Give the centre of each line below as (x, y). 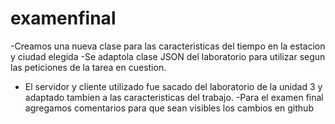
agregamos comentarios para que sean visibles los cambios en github (169, 108)
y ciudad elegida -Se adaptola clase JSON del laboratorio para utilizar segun (168, 56)
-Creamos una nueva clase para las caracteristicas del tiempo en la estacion (168, 46)
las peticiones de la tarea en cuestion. (88, 67)
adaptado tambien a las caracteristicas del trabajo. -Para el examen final (174, 97)
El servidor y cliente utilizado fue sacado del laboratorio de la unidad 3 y (173, 86)
